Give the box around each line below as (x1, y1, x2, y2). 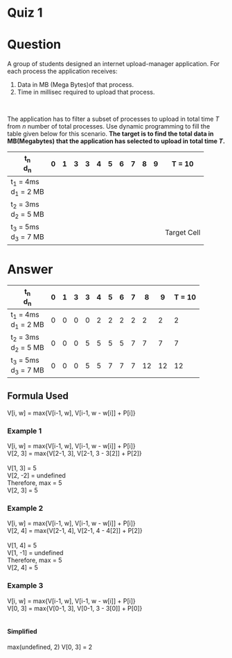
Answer (7, 261, 53, 277)
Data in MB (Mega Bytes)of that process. (17, 81, 134, 89)
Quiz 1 (7, 5, 43, 21)
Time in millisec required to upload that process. (17, 88, 155, 97)
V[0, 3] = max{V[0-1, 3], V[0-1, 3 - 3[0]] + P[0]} (7, 604, 143, 612)
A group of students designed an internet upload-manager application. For (7, 60, 220, 68)
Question (7, 37, 61, 53)
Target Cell (165, 228, 201, 238)
